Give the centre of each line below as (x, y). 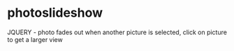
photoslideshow (55, 13)
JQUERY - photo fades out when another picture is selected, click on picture (117, 32)
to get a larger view (35, 39)
